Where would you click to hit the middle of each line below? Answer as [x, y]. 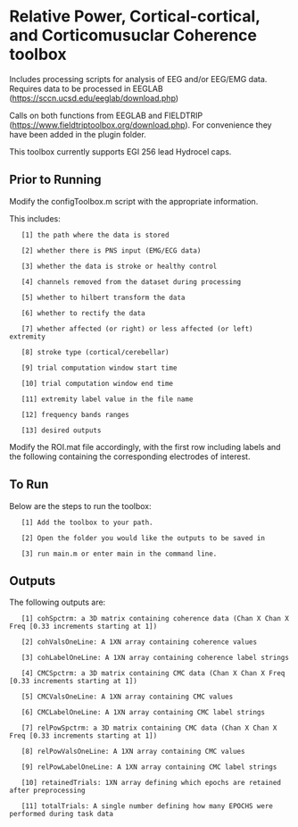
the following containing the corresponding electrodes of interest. [130, 456]
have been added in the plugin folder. [78, 134]
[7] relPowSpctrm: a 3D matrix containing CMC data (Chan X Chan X [149, 728]
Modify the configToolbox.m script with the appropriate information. [134, 201]
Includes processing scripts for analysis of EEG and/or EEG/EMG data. [138, 79]
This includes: [35, 218]
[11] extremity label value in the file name [107, 399]
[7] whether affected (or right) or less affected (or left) [137, 329]
